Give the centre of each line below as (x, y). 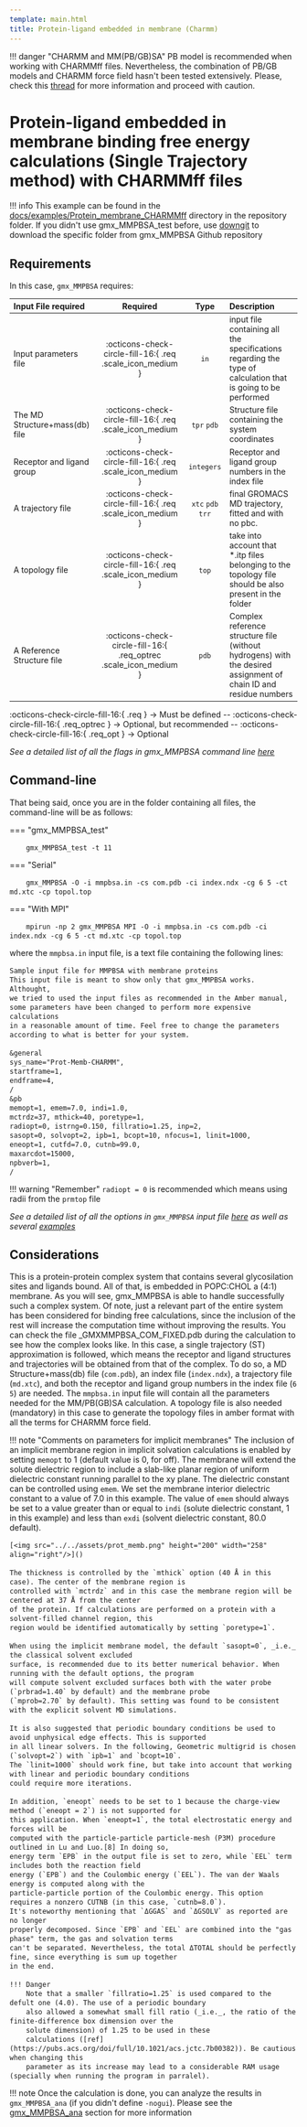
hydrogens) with (259, 655)
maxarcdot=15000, (42, 1154)
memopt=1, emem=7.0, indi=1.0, (69, 1108)
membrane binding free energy (130, 141)
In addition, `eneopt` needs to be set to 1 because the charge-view (145, 1802)
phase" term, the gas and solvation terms (91, 1939)
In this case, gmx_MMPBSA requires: (72, 286)
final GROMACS (259, 493)
